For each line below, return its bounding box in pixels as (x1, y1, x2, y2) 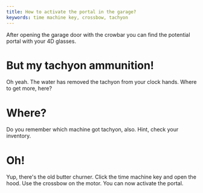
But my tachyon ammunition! (6, 59, 154, 72)
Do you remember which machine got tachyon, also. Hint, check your (6, 126, 179, 133)
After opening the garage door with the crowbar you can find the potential (6, 31, 190, 38)
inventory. (6, 132, 31, 139)
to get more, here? (6, 85, 53, 92)
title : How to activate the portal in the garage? (6, 8, 137, 15)
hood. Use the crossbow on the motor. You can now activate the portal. (6, 180, 184, 187)
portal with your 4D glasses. (6, 37, 77, 45)
